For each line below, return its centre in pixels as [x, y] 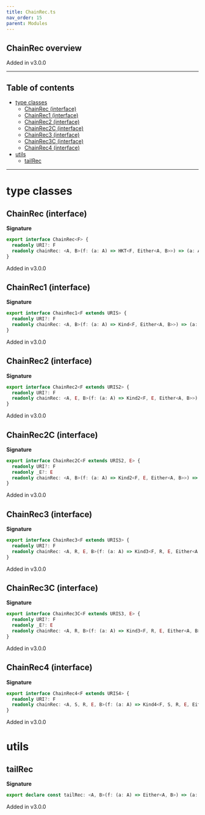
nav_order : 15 [24, 18]
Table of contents [40, 88]
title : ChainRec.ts [31, 12]
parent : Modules [27, 23]
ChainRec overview [44, 48]
